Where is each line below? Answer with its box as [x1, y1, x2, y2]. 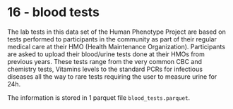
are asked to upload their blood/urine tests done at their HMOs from [7, 50, 205, 58]
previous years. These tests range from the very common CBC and [7, 57, 203, 65]
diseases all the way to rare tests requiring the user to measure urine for [7, 72, 217, 81]
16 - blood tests [7, 4, 100, 20]
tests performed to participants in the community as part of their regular [7, 34, 217, 43]
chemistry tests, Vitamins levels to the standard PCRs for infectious [7, 65, 203, 73]
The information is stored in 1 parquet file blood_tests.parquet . [7, 93, 191, 102]
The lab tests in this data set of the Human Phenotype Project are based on [7, 27, 226, 36]
